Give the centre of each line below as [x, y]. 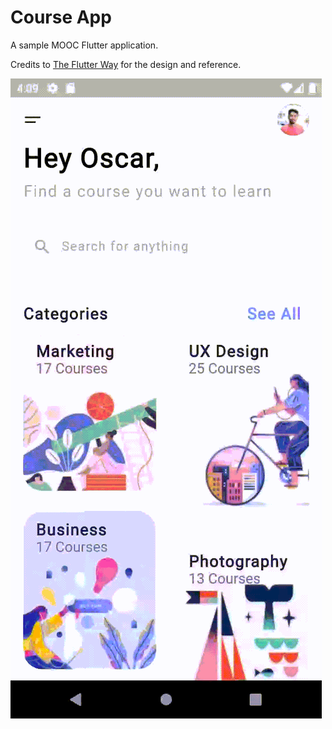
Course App [61, 17]
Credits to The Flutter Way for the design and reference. [126, 64]
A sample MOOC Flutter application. [84, 45]
